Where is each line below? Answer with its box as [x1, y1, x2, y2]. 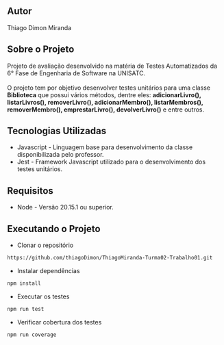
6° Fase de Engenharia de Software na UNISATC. [7, 68, 146, 77]
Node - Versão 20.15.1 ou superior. [16, 203, 114, 212]
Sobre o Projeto [7, 44, 75, 55]
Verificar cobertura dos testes [16, 318, 102, 326]
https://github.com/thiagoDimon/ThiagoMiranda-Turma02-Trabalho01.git [7, 255, 213, 261]
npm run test [7, 305, 45, 312]
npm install [7, 280, 41, 287]
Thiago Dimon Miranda [7, 23, 72, 31]
